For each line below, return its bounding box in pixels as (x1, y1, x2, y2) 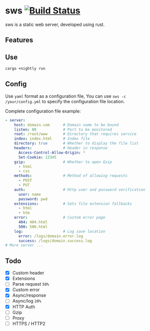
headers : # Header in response (14, 146, 108, 151)
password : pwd (18, 196, 48, 201)
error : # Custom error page (14, 215, 106, 220)
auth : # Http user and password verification (14, 187, 146, 192)
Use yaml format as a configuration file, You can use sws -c (5, 93, 126, 99)
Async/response (12, 292, 46, 299)
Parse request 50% (12, 281, 49, 287)
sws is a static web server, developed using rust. (5, 21, 105, 27)
